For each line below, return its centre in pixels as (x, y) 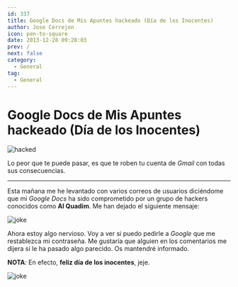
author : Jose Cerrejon (41, 27)
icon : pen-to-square (38, 34)
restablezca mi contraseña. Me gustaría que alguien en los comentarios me (117, 241)
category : (22, 60)
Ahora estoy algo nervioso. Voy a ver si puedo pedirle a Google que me (112, 234)
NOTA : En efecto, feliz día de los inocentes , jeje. (79, 262)
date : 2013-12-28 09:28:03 (47, 40)
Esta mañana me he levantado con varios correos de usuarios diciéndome (115, 191)
